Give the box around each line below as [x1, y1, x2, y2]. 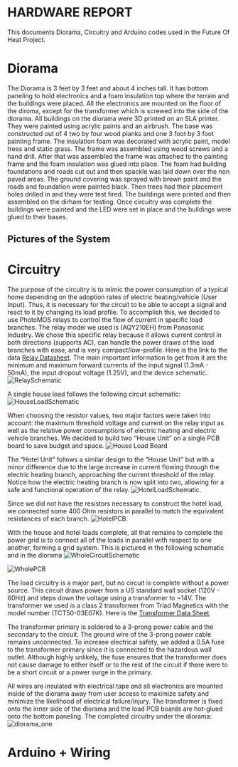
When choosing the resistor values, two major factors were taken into [7, 411, 211, 420]
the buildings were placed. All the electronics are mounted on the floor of [7, 99, 222, 108]
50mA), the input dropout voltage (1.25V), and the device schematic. [7, 368, 208, 377]
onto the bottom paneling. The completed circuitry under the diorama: [7, 712, 212, 721]
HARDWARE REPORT [7, 4, 133, 21]
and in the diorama [7, 551, 63, 560]
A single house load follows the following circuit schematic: [7, 390, 181, 399]
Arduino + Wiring [7, 745, 112, 761]
